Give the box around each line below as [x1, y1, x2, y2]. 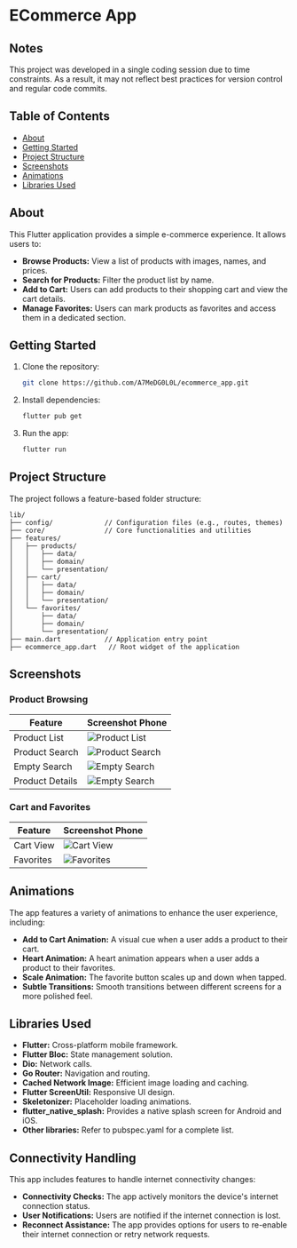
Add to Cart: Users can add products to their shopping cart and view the [21, 283, 288, 294]
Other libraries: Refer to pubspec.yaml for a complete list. [21, 1125, 235, 1135]
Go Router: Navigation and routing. [21, 1068, 151, 1079]
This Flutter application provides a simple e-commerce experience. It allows [9, 228, 286, 240]
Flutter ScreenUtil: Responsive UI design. [21, 1087, 176, 1098]
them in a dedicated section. [21, 312, 127, 322]
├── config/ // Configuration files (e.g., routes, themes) [9, 518, 284, 527]
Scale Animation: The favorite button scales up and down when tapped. [21, 972, 287, 982]
